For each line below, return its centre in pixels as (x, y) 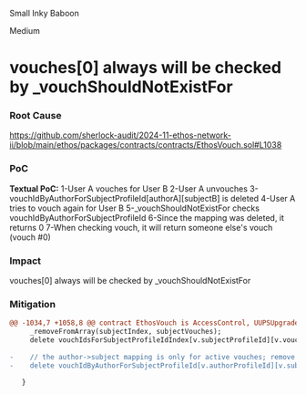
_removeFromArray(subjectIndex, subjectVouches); (126, 332)
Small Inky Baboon (45, 13)
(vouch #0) (31, 237)
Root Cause (36, 116)
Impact (25, 261)
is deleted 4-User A (259, 198)
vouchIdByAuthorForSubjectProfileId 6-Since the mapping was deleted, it (147, 217)
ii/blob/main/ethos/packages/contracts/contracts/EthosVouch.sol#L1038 (146, 145)
